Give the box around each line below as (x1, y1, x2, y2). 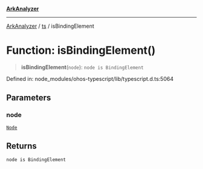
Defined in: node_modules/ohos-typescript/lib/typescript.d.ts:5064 (6, 75, 174, 82)
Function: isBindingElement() (6, 43, 156, 57)
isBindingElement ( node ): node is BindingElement (21, 63, 144, 71)
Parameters (6, 93, 51, 103)
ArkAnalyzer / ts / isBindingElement (6, 22, 95, 30)
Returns (6, 141, 37, 151)
